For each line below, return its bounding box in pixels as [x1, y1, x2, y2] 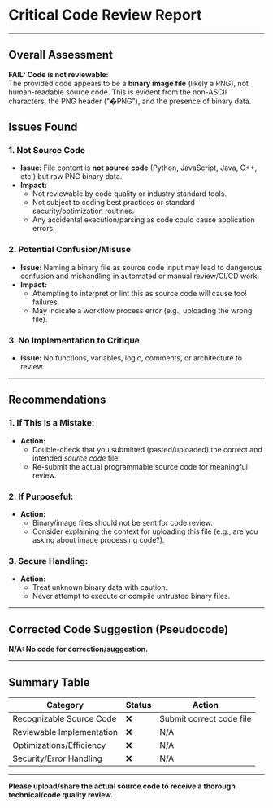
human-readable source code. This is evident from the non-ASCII [8, 87, 227, 97]
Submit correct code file [159, 713, 252, 724]
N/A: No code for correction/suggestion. [8, 644, 149, 654]
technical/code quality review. [8, 789, 114, 799]
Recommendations [8, 393, 106, 407]
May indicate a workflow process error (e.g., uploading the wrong [32, 305, 253, 315]
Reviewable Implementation [12, 726, 118, 737]
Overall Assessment [8, 48, 114, 62]
